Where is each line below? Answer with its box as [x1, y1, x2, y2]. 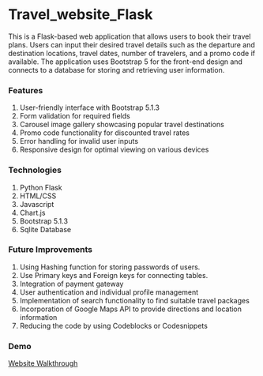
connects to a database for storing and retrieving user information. [8, 65, 225, 74]
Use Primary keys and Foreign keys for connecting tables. [19, 270, 209, 280]
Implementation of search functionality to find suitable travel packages [19, 295, 250, 305]
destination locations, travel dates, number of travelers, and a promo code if [8, 48, 255, 58]
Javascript [19, 199, 54, 209]
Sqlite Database [19, 224, 72, 234]
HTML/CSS [19, 191, 57, 201]
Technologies [8, 164, 62, 175]
